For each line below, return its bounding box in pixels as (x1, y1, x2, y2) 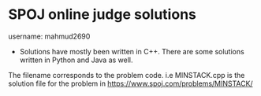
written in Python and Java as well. (19, 55, 133, 65)
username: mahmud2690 (8, 31, 91, 41)
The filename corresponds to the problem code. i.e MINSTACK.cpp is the (8, 70, 245, 79)
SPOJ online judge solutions (8, 6, 197, 24)
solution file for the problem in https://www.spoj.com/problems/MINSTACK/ (8, 79, 254, 88)
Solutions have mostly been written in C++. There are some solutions (19, 46, 244, 56)
